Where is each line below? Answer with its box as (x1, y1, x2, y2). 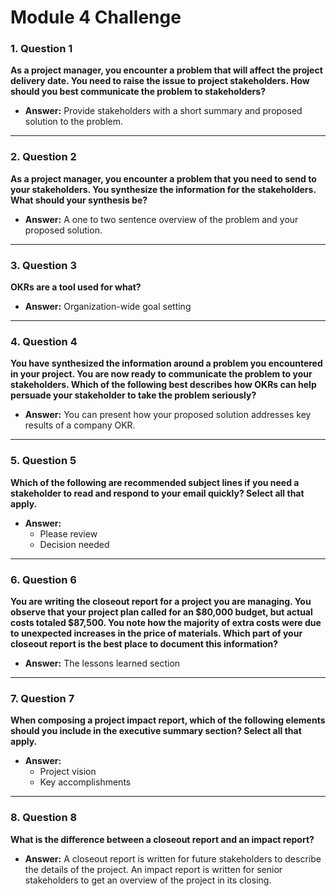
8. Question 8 (10, 811, 78, 825)
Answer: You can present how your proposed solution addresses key (24, 409, 312, 421)
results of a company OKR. (24, 419, 136, 431)
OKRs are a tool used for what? (10, 281, 142, 293)
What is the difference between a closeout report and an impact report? (10, 833, 315, 845)
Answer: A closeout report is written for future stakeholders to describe (24, 852, 322, 865)
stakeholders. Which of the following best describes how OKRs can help (10, 379, 317, 391)
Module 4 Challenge (10, 6, 182, 29)
